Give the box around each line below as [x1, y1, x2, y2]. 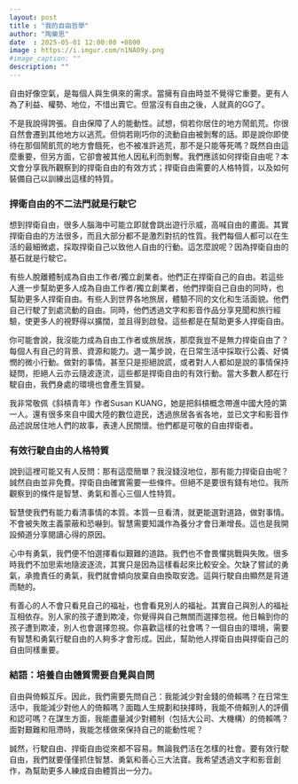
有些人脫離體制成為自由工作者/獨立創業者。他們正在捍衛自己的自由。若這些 [9, 271, 285, 282]
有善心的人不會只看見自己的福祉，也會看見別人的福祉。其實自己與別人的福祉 [9, 600, 289, 611]
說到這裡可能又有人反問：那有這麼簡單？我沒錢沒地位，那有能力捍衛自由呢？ [9, 466, 289, 477]
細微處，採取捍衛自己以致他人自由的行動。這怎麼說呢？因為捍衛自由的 [32, 241, 289, 253]
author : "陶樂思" [9, 29, 69, 38]
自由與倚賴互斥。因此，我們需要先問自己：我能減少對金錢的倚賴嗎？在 [9, 691, 266, 702]
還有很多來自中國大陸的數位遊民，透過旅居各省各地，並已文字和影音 [32, 409, 281, 419]
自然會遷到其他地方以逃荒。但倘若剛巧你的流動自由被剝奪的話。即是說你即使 [9, 129, 289, 139]
